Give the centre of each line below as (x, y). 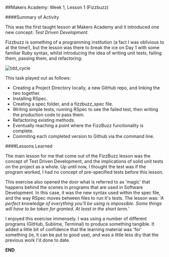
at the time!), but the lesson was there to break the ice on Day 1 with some (82, 47)
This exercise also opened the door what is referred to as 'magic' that (78, 182)
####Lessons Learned (29, 146)
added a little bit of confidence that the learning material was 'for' (74, 229)
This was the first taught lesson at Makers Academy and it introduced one (82, 27)
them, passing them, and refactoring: (44, 58)
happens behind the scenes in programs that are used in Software (74, 187)
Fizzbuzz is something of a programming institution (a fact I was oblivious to (85, 42)
